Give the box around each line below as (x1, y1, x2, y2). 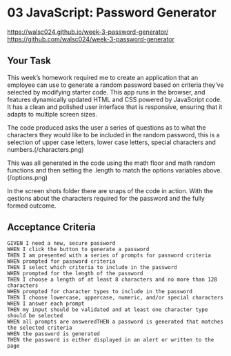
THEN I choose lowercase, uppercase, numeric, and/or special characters (7, 294, 224, 301)
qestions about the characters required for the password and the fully (7, 194, 205, 202)
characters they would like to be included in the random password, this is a (7, 130, 220, 139)
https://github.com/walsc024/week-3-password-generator (7, 34, 174, 43)
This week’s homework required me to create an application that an (7, 73, 199, 81)
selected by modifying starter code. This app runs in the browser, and (7, 88, 205, 96)
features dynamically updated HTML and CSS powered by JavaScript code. (7, 95, 222, 103)
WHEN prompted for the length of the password (7, 270, 143, 277)
